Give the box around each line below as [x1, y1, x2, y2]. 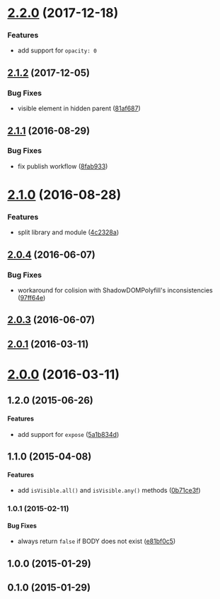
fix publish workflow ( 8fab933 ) [17, 161, 108, 171]
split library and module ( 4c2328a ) [17, 228, 119, 236]
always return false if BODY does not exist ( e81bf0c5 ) [17, 537, 176, 546]
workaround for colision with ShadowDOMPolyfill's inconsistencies [17, 286, 214, 295]
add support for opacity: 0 [17, 46, 97, 55]
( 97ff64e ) [17, 294, 46, 302]
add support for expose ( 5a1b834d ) [17, 430, 120, 438]
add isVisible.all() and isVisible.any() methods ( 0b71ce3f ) [17, 486, 201, 495]
